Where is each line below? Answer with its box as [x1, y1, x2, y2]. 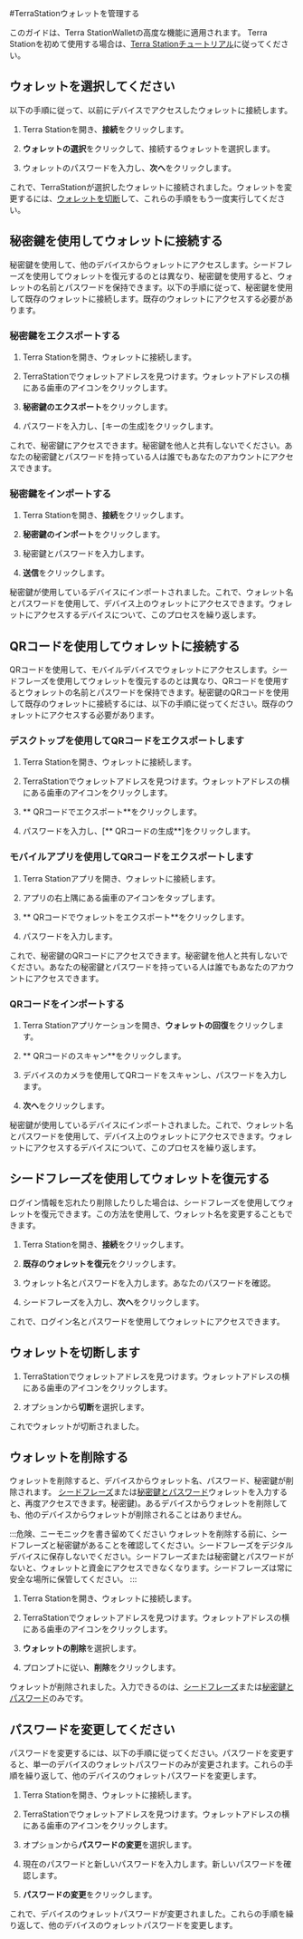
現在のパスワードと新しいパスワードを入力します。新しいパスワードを [22, 1858, 284, 1869]
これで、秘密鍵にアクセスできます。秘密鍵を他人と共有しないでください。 [9, 439, 285, 450]
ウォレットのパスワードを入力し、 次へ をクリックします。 [22, 162, 237, 173]
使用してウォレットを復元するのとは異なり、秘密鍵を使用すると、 [33, 270, 278, 281]
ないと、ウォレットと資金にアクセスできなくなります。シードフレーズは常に [9, 1562, 293, 1574]
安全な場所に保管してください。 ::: [9, 1574, 137, 1585]
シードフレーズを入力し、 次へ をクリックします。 [22, 1297, 204, 1307]
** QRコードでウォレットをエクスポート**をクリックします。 [22, 912, 250, 922]
